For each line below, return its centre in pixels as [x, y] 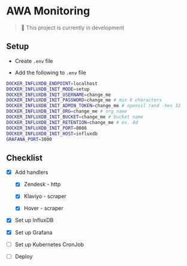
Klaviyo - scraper [45, 197]
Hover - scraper [43, 208]
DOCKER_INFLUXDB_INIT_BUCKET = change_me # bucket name [75, 117]
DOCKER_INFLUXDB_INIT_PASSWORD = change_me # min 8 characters [84, 100]
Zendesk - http [42, 185]
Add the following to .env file [50, 72]
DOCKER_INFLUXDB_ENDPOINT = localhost [52, 83]
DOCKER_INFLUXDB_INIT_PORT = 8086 [46, 128]
